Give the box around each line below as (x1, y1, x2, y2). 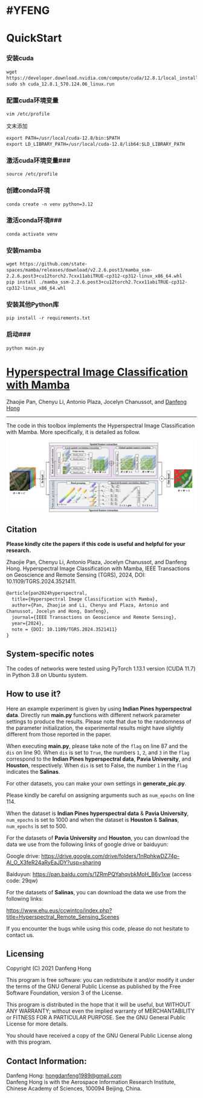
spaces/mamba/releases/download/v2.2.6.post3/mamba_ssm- (6, 267, 153, 273)
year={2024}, (11, 620, 45, 626)
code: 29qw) (6, 877, 38, 884)
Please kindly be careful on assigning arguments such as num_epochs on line (6, 791, 195, 799)
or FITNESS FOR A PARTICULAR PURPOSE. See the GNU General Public (6, 1014, 186, 1021)
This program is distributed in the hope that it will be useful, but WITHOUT (6, 1001, 191, 1009)
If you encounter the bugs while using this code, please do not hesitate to (6, 924, 189, 932)
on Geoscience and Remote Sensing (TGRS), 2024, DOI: (6, 571, 146, 578)
